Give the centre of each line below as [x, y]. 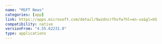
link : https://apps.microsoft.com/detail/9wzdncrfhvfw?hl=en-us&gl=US [81, 19]
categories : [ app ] [25, 15]
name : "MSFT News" [25, 10]
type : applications [26, 33]
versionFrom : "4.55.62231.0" [36, 29]
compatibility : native [29, 24]
